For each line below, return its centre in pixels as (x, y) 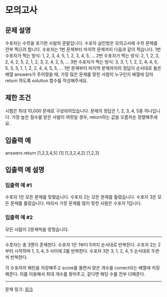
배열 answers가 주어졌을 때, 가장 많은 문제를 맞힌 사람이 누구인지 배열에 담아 (79, 74)
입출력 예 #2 (19, 218)
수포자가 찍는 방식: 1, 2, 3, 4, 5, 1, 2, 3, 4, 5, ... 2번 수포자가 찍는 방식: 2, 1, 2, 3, (83, 56)
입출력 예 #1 (19, 185)
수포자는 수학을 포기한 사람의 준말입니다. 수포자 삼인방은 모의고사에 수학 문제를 (82, 43)
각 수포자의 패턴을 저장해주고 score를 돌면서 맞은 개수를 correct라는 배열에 (78, 268)
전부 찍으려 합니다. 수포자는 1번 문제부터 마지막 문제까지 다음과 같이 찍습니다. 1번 (83, 49)
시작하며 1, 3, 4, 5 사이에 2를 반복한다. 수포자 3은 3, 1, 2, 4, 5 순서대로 (82, 251)
